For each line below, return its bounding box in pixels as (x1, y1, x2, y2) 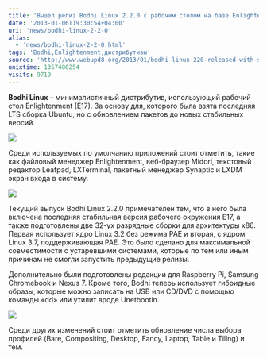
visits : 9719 (8, 71, 52, 79)
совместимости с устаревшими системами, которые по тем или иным (8, 245, 249, 255)
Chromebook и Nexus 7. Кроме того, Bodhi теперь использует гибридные (8, 278, 256, 287)
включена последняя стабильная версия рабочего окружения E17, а (8, 212, 241, 221)
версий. (8, 117, 36, 127)
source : (8, 56, 34, 64)
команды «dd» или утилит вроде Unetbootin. (8, 294, 160, 304)
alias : (8, 33, 30, 42)
